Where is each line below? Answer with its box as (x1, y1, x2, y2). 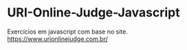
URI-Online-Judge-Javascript (7, 5, 180, 21)
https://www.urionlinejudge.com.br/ (7, 34, 108, 42)
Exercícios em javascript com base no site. (7, 27, 129, 36)
